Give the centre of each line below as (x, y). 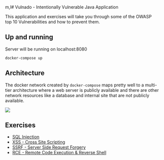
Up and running (29, 37)
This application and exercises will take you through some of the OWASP (78, 16)
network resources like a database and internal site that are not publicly (77, 95)
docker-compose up (24, 58)
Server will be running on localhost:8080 (46, 49)
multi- (151, 85)
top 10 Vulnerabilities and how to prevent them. (53, 22)
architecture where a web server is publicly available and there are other (86, 90)
